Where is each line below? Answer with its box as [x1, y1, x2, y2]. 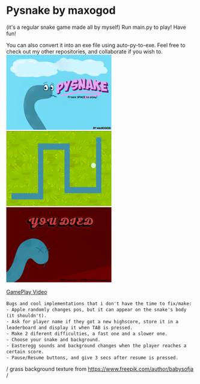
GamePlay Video [6, 288, 47, 295]
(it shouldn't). [6, 312, 47, 318]
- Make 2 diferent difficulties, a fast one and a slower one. [6, 331, 168, 337]
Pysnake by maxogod [6, 4, 116, 17]
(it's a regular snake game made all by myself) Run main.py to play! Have [6, 23, 186, 31]
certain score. [6, 349, 44, 355]
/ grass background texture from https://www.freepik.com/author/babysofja [6, 365, 194, 373]
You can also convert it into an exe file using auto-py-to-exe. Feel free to [6, 41, 186, 49]
